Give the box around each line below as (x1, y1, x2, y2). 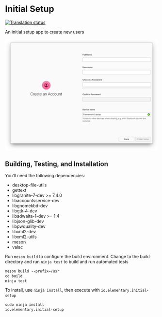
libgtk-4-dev (12, 208, 37, 214)
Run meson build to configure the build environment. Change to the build (5, 253, 150, 259)
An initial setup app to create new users (5, 29, 84, 35)
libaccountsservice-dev (12, 197, 60, 203)
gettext (12, 187, 27, 193)
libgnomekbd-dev (12, 203, 48, 208)
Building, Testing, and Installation (5, 160, 108, 168)
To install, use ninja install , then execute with (5, 287, 100, 293)
